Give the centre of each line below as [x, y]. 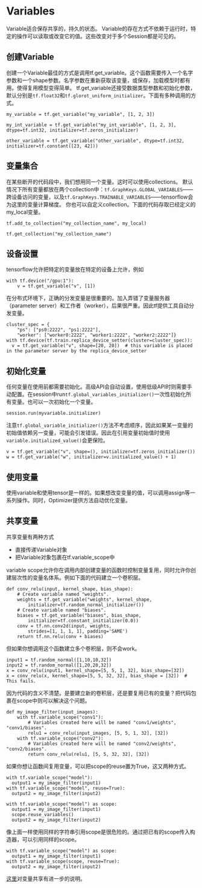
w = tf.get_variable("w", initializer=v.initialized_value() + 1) [91, 457]
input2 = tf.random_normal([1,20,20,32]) [59, 665]
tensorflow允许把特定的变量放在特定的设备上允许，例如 [75, 269]
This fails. [21, 681]
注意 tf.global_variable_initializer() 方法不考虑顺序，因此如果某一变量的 [100, 425]
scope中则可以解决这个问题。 [53, 700]
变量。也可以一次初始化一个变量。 [54, 402]
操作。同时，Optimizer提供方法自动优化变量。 [74, 500]
